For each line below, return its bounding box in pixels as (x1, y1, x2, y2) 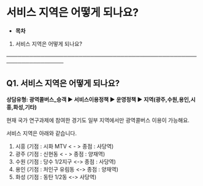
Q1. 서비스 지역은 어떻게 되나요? (6, 78, 120, 89)
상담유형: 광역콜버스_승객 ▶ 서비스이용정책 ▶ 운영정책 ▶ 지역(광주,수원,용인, (6, 96, 191, 103)
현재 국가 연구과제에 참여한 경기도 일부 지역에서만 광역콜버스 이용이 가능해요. (6, 116, 190, 123)
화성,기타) (13, 103, 37, 110)
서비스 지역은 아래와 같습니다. (6, 130, 77, 137)
